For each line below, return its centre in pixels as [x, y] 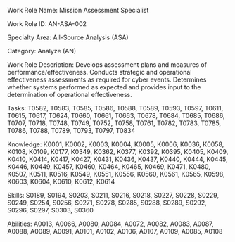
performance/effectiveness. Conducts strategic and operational [100, 72]
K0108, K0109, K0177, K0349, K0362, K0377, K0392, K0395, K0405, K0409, [118, 152]
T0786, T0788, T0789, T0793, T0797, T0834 [71, 130]
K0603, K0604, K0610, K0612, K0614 [61, 181]
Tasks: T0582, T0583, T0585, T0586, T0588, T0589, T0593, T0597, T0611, [115, 108]
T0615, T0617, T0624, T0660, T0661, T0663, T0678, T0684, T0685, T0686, [116, 116]
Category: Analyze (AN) [42, 51]
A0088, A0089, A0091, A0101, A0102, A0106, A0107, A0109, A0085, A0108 [115, 231]
